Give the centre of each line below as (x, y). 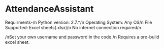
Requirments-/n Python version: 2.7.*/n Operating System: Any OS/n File (79, 22)
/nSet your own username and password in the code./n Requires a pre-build (82, 37)
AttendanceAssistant (49, 9)
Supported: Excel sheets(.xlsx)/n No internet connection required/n (73, 27)
